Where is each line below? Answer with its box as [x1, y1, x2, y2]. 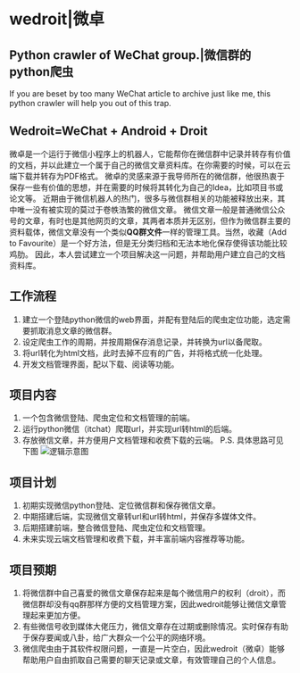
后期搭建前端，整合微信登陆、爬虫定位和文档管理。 [21, 522, 211, 533]
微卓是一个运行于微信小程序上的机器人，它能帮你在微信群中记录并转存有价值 [9, 148, 291, 159]
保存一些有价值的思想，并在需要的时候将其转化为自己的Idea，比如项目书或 [9, 181, 284, 193]
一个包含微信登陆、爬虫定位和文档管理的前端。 [21, 412, 195, 423]
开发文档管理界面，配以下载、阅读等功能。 [21, 359, 179, 370]
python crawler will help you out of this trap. [9, 98, 171, 108]
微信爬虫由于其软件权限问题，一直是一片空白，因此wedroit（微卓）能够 [21, 644, 286, 654]
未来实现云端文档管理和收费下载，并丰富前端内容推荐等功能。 [21, 534, 250, 544]
